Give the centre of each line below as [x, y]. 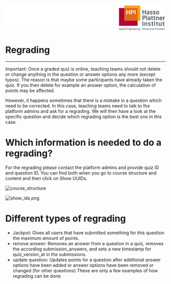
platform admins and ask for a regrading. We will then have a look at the [81, 111]
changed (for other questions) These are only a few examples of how [85, 270]
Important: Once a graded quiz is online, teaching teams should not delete [83, 69]
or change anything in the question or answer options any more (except [80, 74]
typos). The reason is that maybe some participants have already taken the [84, 79]
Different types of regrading [66, 218]
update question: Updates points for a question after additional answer [87, 260]
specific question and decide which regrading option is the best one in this [83, 117]
